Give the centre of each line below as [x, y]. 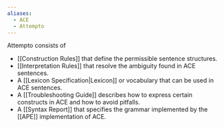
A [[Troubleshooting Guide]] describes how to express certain [105, 95]
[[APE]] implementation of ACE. [61, 117]
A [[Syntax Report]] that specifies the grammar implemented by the [112, 109]
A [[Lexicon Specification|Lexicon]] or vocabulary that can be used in [115, 81]
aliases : [20, 13]
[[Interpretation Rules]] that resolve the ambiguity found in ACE [106, 66]
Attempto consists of [37, 46]
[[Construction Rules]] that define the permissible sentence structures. [117, 59]
